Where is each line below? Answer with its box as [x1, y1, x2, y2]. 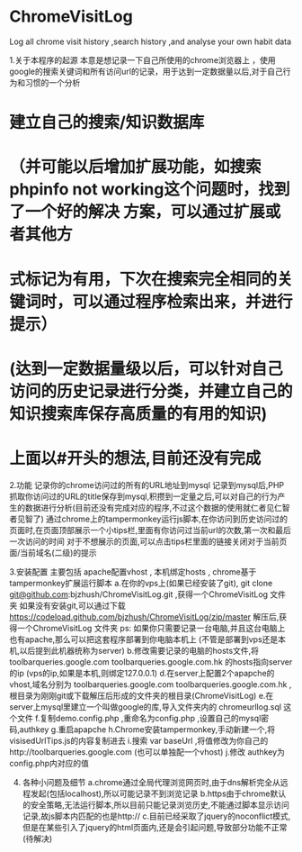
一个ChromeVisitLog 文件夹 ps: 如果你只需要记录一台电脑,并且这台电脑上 [16, 622, 286, 633]
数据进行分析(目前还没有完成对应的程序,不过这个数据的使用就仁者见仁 [24, 502, 283, 512]
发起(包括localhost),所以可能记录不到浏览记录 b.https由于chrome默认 [30, 788, 286, 799]
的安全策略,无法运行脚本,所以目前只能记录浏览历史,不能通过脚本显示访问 [22, 799, 289, 810]
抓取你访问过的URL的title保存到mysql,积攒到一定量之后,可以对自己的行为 [9, 491, 278, 502]
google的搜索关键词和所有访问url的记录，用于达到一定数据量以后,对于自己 [9, 66, 283, 77]
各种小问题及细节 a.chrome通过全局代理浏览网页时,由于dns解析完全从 [22, 776, 281, 787]
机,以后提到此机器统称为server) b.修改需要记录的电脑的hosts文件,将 [9, 645, 259, 656]
